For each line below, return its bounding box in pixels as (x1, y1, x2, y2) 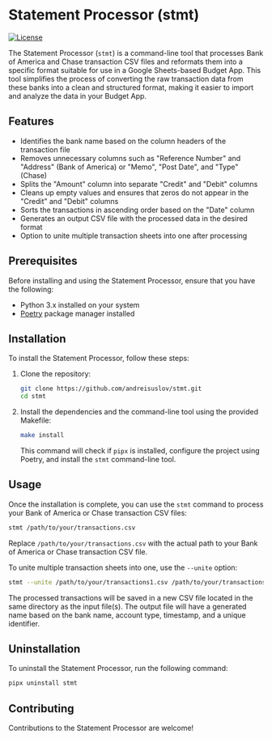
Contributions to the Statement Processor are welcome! (8, 723, 194, 733)
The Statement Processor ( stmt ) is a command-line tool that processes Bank (8, 48, 264, 57)
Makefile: (19, 415, 51, 426)
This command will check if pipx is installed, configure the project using (19, 446, 261, 455)
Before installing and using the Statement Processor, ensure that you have (8, 275, 256, 285)
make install (19, 431, 65, 440)
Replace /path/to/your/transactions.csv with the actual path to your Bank (8, 538, 258, 548)
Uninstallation (8, 642, 81, 656)
